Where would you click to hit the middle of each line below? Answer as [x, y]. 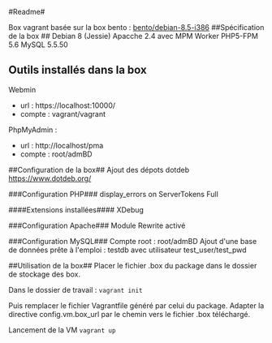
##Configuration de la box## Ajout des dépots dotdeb [99, 169]
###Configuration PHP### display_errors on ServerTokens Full [114, 194]
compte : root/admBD [56, 154]
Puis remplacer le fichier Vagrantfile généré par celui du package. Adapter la [136, 305]
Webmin [22, 89]
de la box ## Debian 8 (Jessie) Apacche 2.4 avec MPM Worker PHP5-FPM [133, 36]
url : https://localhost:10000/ [68, 105]
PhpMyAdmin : [33, 130]
